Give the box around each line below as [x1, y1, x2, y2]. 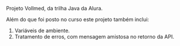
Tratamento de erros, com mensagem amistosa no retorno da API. [14, 33, 175, 40]
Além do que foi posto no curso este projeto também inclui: [6, 16, 150, 22]
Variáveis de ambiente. [14, 27, 70, 34]
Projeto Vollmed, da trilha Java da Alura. [6, 5, 103, 11]
